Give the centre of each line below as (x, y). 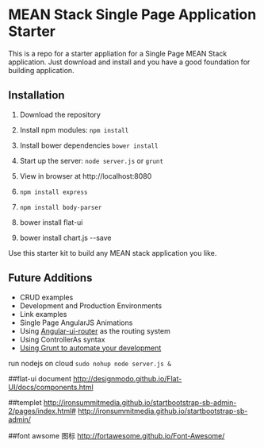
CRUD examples (46, 297)
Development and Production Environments (91, 305)
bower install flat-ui (51, 222)
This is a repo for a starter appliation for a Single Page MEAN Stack (118, 53)
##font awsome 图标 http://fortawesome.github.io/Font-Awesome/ (117, 435)
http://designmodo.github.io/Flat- (127, 378)
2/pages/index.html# (42, 411)
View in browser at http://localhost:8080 (86, 176)
